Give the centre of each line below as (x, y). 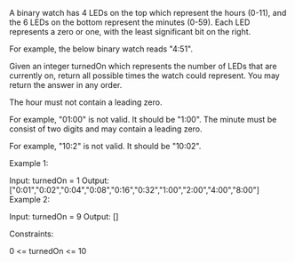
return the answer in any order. (66, 85)
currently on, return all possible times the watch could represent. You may (144, 76)
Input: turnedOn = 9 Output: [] (64, 216)
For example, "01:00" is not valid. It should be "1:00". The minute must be (143, 120)
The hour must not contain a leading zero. (86, 102)
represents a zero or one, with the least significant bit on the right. (130, 32)
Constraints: (32, 234)
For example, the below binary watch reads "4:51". (101, 49)
